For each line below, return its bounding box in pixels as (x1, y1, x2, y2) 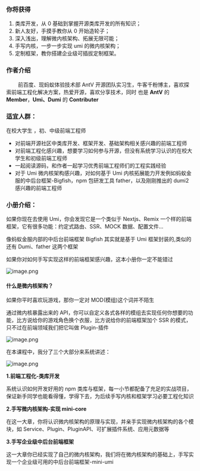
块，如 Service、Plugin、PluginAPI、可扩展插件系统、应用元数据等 (6, 426, 170, 433)
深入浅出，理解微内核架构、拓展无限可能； (14, 35, 120, 42)
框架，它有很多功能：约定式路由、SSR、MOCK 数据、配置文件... (6, 223, 164, 230)
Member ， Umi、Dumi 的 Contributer (6, 96, 99, 103)
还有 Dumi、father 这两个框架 (6, 243, 79, 250)
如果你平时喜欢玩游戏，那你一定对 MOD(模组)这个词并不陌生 (6, 297, 155, 304)
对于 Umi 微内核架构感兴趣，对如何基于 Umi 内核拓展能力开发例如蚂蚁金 (14, 169, 192, 177)
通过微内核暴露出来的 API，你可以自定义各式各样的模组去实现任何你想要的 (6, 309, 189, 316)
